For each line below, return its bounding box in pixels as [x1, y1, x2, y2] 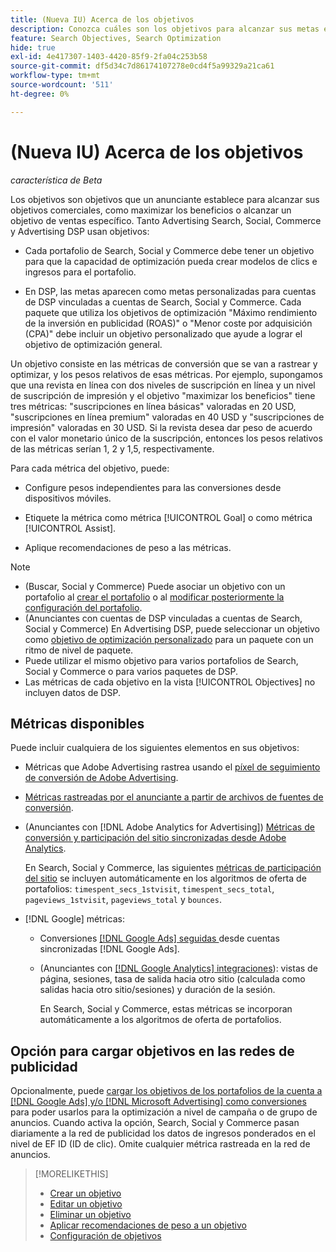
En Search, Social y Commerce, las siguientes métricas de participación [24, 862, 322, 874]
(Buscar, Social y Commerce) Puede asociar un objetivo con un [24, 580, 286, 592]
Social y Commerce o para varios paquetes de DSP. [24, 665, 238, 677]
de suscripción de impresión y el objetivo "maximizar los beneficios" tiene [10, 389, 316, 401]
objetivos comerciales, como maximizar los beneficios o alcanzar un [10, 204, 292, 216]
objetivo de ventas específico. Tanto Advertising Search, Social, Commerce [10, 214, 322, 226]
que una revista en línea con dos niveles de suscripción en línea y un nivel [10, 379, 316, 391]
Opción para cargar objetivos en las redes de [10, 1042, 295, 1060]
